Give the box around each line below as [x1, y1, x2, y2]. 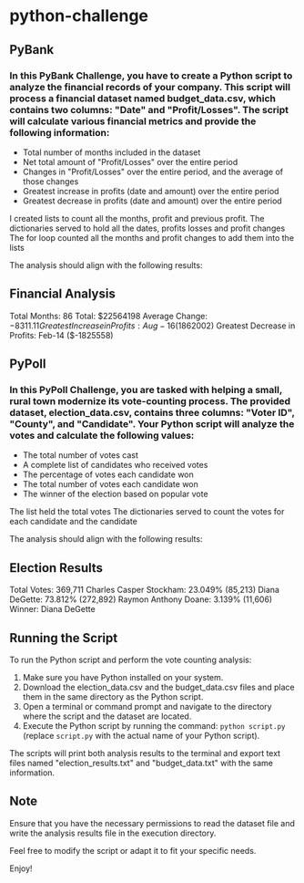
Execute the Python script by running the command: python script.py [22, 721, 286, 731]
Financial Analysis [9, 286, 116, 302]
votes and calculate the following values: [9, 430, 195, 441]
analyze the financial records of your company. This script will [9, 80, 291, 93]
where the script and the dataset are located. [22, 711, 192, 722]
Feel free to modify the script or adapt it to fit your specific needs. [9, 845, 257, 856]
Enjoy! [9, 863, 34, 874]
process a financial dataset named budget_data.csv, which [9, 92, 276, 105]
